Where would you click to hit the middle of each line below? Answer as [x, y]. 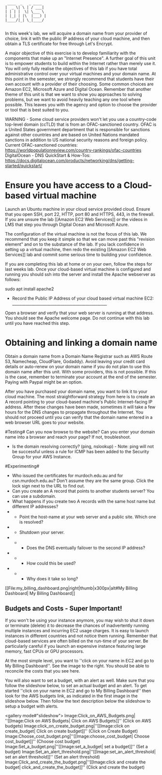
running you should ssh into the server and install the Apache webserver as [80, 274]
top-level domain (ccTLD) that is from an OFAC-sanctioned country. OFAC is [81, 124]
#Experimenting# [22, 466]
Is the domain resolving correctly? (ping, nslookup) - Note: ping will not [83, 446]
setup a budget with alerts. [32, 706]
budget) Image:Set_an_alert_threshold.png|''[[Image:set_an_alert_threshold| [81, 752]
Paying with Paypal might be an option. [44, 382]
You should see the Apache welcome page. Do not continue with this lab [77, 318]
